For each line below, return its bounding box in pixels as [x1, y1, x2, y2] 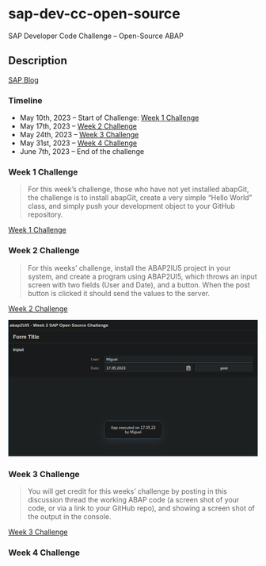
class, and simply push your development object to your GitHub [27, 202, 235, 211]
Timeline [8, 94, 43, 106]
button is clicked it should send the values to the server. [27, 288, 211, 298]
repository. [27, 210, 63, 219]
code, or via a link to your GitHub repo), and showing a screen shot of [27, 503, 255, 513]
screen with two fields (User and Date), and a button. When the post [27, 279, 251, 290]
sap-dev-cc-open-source [8, 5, 180, 23]
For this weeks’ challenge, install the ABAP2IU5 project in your [27, 263, 231, 272]
